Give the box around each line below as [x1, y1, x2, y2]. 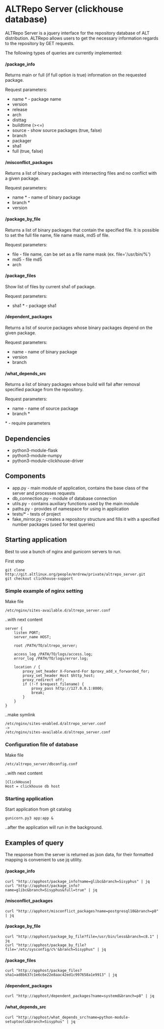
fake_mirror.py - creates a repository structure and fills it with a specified [12, 516, 160, 522]
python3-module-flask [12, 447, 58, 453]
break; [31, 690, 45, 695]
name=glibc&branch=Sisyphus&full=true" [5, 888, 87, 892]
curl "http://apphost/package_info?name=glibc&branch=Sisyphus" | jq [5, 879, 150, 884]
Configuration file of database [5, 741, 78, 748]
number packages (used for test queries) [12, 521, 95, 527]
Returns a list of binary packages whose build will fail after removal [5, 381, 141, 387]
